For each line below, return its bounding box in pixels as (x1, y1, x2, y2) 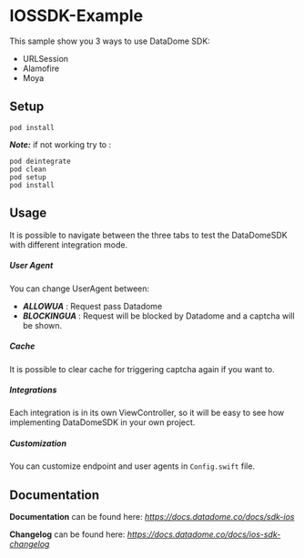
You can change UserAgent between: (9, 283, 150, 294)
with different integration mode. (9, 238, 128, 250)
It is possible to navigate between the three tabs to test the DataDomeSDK (9, 229, 289, 240)
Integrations (9, 384, 57, 396)
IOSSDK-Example (9, 5, 144, 26)
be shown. (22, 320, 63, 330)
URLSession (22, 53, 69, 64)
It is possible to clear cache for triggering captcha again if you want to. (9, 363, 275, 374)
